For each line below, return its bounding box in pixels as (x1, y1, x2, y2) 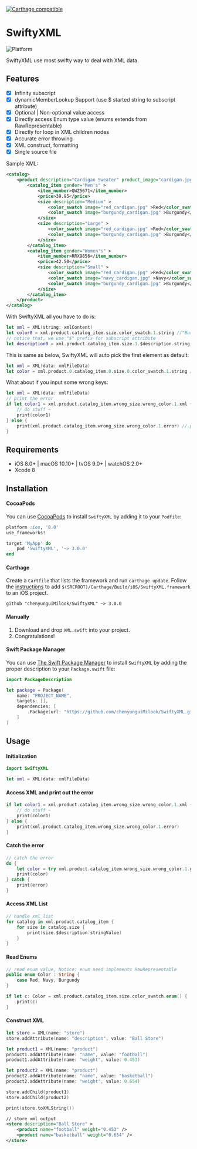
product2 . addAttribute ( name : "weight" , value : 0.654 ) (6, 1079, 141, 1084)
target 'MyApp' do (6, 540, 51, 546)
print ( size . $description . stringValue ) (27, 929, 122, 936)
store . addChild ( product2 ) (6, 1094, 69, 1100)
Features (6, 74, 39, 84)
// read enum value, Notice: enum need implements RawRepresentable (6, 966, 177, 972)
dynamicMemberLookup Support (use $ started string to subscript (14, 96, 176, 103)
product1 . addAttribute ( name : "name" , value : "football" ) (6, 1052, 148, 1057)
